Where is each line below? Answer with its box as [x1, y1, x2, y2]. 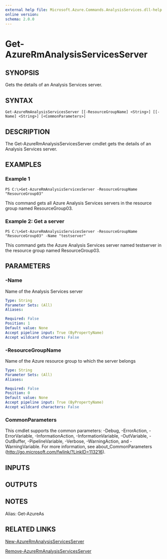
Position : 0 [5, 391, 30, 396]
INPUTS [5, 463, 30, 472]
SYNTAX [5, 96, 33, 105]
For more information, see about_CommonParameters [41, 444, 152, 450]
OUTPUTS [5, 481, 37, 489]
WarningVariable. [5, 444, 41, 450]
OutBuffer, [5, 438, 26, 445]
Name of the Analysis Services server [5, 288, 83, 294]
